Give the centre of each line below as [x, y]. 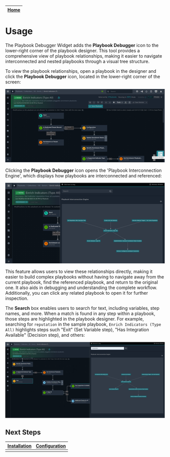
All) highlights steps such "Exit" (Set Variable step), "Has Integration [77, 330]
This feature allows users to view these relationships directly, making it [79, 271]
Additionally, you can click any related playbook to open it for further [77, 293]
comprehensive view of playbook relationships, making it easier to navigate [84, 56]
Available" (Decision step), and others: [45, 335]
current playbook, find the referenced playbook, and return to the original [82, 282]
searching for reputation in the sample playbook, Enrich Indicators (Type [83, 325]
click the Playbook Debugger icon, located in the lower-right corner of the [83, 76]
